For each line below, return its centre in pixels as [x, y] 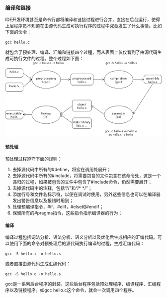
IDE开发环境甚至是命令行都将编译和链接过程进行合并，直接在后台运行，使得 [83, 20]
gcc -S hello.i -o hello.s [33, 254]
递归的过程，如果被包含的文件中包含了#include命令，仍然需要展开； [82, 182]
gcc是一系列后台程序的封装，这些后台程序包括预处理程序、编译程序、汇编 [81, 284]
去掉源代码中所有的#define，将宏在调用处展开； [62, 169]
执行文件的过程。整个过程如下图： [48, 59]
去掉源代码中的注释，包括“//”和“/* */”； [52, 188]
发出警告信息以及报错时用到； [43, 200]
